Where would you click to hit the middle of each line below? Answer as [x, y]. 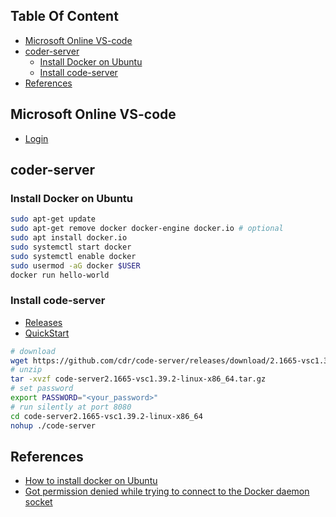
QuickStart [47, 333]
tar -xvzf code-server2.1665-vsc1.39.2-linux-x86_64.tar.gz [138, 379]
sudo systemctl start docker [71, 247]
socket [38, 502]
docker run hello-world [60, 275]
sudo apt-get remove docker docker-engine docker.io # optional [147, 229]
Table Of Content [64, 16]
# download [33, 351]
